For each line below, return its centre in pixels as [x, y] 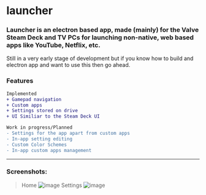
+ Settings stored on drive [42, 111]
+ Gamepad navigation [34, 99]
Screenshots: [27, 172]
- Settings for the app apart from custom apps [68, 133]
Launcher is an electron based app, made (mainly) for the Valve [103, 30]
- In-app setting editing [39, 139]
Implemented [21, 94]
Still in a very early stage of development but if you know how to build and [100, 58]
